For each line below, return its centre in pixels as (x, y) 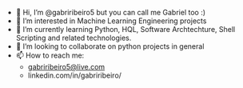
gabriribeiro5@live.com (66, 67)
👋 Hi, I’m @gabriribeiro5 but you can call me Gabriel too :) (111, 12)
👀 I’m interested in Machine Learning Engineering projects (111, 21)
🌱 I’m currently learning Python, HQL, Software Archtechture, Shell (125, 29)
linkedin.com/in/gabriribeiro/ (75, 75)
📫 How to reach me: (50, 55)
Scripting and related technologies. (74, 38)
